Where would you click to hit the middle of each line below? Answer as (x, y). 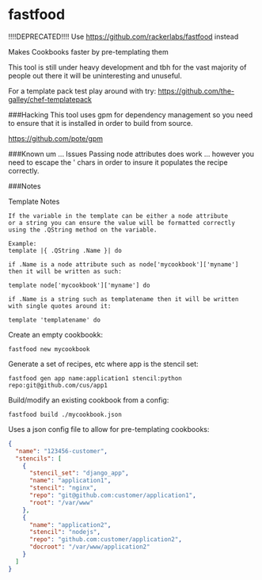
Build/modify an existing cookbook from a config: (89, 400)
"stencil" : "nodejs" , (65, 532)
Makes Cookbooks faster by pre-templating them (88, 52)
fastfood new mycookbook (49, 349)
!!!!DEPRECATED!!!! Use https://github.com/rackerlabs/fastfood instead (123, 36)
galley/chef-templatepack (50, 99)
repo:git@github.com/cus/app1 (58, 385)
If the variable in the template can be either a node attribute (118, 216)
